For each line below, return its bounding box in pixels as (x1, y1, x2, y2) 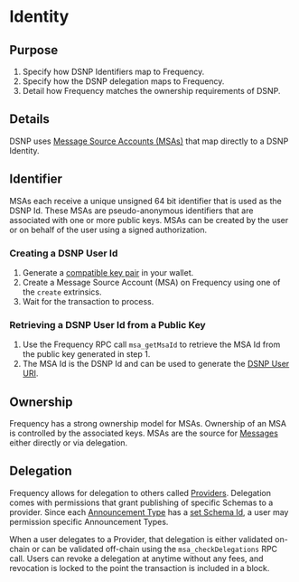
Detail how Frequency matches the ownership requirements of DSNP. (22, 86, 281, 96)
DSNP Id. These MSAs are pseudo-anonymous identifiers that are (9, 205, 254, 216)
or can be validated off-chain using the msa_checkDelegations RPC (31, 543, 278, 554)
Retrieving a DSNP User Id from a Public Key (9, 318, 206, 331)
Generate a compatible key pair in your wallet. (22, 267, 194, 277)
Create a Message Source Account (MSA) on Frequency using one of (22, 277, 281, 287)
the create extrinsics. (22, 286, 102, 297)
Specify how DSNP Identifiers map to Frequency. (22, 66, 205, 77)
